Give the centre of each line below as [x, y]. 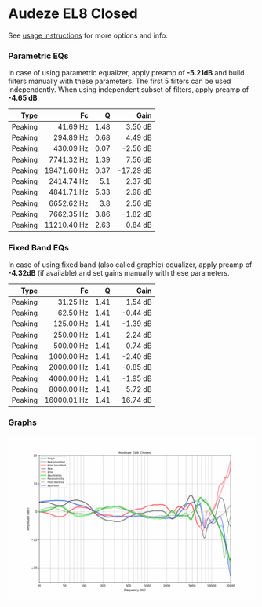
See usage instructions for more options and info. [88, 35]
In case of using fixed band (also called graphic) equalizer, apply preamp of [130, 265]
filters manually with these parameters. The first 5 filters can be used [120, 81]
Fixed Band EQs [38, 247]
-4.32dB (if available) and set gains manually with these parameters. [119, 273]
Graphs [22, 422]
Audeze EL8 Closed [73, 14]
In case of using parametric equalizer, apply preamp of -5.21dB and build [126, 73]
